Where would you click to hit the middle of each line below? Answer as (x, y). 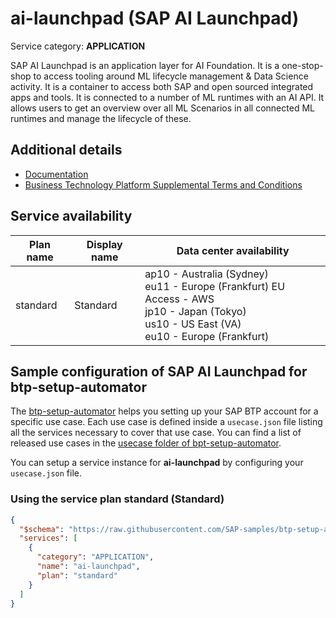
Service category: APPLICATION (78, 46)
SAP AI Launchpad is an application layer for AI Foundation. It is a (145, 65)
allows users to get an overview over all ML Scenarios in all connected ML (162, 108)
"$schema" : (42, 529)
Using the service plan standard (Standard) (117, 499)
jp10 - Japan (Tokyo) (195, 311)
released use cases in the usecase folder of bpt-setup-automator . (146, 443)
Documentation (56, 174)
